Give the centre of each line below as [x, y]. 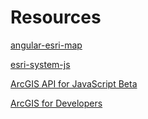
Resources [56, 17]
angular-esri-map [46, 45]
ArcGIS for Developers [56, 103]
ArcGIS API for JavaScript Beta [74, 83]
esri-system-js [40, 64]
